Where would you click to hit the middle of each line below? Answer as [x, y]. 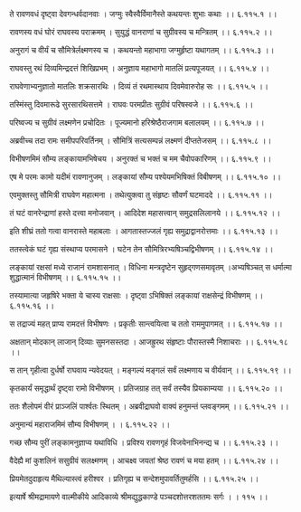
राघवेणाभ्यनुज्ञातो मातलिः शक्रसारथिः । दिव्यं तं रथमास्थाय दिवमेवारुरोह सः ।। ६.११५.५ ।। [139, 86]
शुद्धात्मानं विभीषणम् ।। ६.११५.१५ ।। [66, 277]
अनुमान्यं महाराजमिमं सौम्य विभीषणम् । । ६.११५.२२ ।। [90, 424]
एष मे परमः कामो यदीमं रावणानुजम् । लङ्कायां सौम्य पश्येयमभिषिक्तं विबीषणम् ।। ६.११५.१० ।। [146, 177]
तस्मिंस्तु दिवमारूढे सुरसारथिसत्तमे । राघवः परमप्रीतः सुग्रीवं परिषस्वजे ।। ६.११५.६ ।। [132, 104]
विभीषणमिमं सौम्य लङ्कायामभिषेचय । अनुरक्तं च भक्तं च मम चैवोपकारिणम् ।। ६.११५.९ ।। [141, 159]
